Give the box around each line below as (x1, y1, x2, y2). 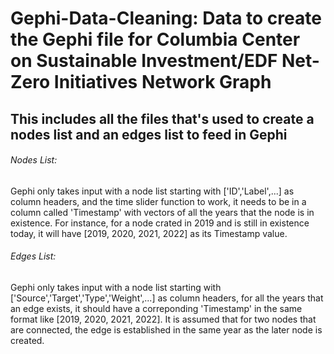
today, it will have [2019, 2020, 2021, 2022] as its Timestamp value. (10, 227, 288, 239)
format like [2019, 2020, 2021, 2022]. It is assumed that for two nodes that (10, 313, 317, 325)
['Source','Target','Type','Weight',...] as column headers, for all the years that (10, 292, 324, 304)
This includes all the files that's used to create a (10, 110, 315, 127)
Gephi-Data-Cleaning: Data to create (10, 7, 322, 30)
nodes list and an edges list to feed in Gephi (10, 126, 288, 143)
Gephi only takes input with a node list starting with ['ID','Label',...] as (10, 185, 295, 197)
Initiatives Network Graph (53, 71, 272, 94)
